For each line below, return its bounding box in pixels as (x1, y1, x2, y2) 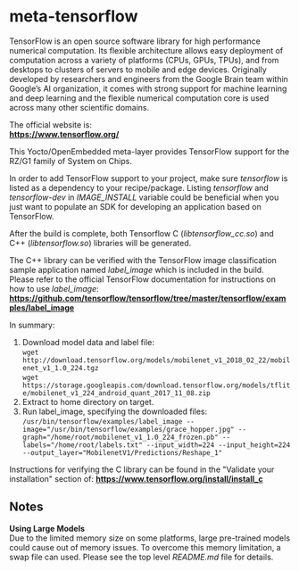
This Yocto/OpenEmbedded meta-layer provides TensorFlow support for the (9, 145, 290, 157)
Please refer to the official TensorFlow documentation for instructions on (9, 274, 277, 285)
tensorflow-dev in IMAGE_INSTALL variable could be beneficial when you (9, 192, 279, 203)
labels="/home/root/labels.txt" (21, 440, 143, 450)
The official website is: (9, 119, 92, 130)
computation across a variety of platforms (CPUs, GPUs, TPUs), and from (9, 54, 279, 65)
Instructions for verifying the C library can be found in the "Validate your (9, 464, 275, 475)
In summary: (9, 319, 55, 330)
